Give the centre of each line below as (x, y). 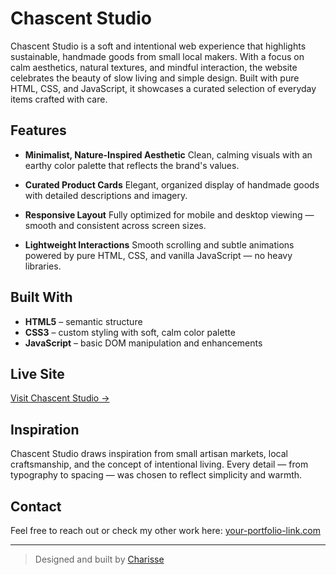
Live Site (37, 373)
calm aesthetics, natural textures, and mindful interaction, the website (154, 67)
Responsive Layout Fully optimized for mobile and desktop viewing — (169, 214)
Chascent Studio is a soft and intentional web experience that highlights (158, 46)
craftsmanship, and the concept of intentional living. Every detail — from (159, 464)
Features (38, 130)
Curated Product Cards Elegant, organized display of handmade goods (172, 184)
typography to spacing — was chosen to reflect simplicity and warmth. (156, 475)
